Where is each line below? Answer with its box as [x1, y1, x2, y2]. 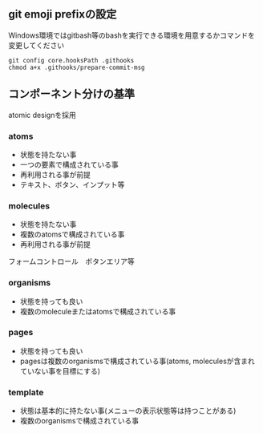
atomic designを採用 [8, 110, 76, 119]
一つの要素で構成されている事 [19, 160, 119, 169]
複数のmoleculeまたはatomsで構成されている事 [19, 306, 176, 316]
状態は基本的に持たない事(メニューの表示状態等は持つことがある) [19, 406, 237, 415]
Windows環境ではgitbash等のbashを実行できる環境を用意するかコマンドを [8, 30, 255, 40]
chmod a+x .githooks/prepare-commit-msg [8, 63, 146, 71]
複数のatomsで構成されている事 [19, 229, 125, 239]
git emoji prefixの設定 [8, 7, 117, 22]
